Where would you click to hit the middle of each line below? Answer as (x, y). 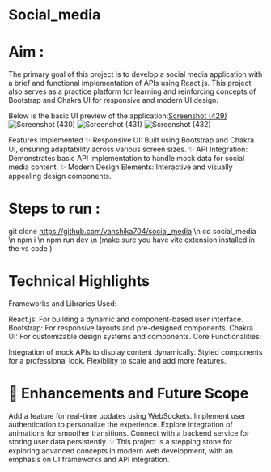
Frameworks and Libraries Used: (63, 304)
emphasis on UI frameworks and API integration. (89, 459)
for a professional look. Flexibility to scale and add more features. (117, 361)
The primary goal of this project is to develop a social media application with (135, 74)
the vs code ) (30, 249)
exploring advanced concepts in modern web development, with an (121, 450)
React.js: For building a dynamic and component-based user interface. (126, 319)
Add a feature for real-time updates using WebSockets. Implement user (127, 415)
